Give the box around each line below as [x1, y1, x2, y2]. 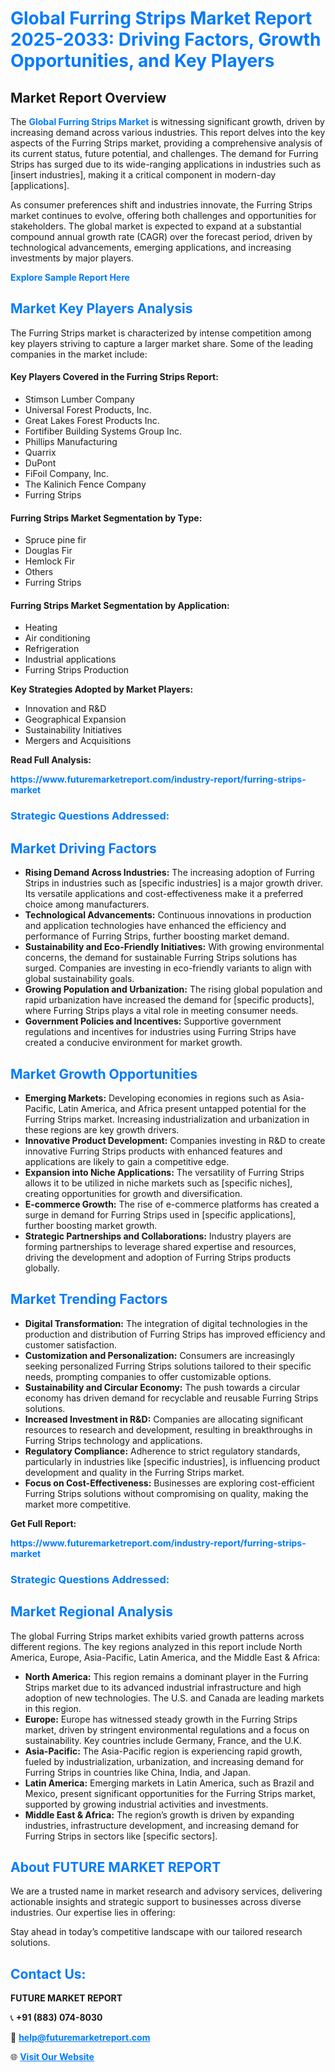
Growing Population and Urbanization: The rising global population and [24, 983, 323, 996]
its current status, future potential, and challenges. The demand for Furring [10, 148, 319, 159]
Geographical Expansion [24, 713, 127, 726]
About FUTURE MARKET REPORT [10, 1858, 222, 1876]
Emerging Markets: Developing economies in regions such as [24, 1092, 281, 1104]
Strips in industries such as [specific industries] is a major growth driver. [24, 877, 323, 889]
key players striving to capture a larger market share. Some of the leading [10, 337, 314, 349]
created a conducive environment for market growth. [24, 1037, 243, 1049]
